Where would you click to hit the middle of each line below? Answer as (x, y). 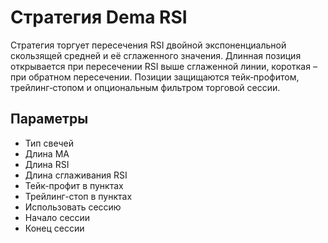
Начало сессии (57, 217)
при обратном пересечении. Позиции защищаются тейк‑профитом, (155, 77)
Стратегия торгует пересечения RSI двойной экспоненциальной (148, 45)
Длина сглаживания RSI (76, 175)
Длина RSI (47, 164)
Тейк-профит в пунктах (74, 185)
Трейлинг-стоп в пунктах (78, 196)
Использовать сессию (73, 207)
